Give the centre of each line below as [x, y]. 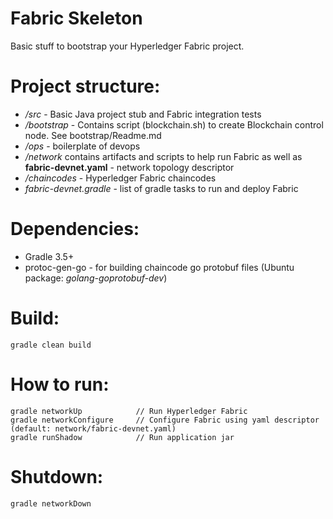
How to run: [60, 384]
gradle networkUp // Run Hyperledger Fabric [129, 411]
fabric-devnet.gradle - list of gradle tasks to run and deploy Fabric [161, 188]
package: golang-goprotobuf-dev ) [96, 278]
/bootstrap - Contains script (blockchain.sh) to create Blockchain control [174, 124]
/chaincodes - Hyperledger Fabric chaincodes [120, 178]
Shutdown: [57, 476]
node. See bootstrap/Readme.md [93, 135]
